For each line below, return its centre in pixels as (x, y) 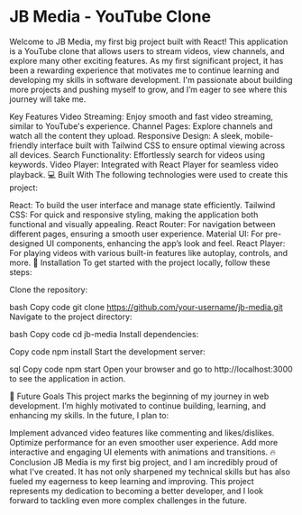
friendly (24, 145)
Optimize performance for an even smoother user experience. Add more (144, 442)
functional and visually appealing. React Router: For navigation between (143, 224)
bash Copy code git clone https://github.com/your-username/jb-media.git (146, 307)
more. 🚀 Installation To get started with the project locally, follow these (140, 262)
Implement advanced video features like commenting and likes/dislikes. (142, 432)
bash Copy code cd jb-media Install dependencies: (104, 334)
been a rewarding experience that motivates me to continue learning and (144, 70)
